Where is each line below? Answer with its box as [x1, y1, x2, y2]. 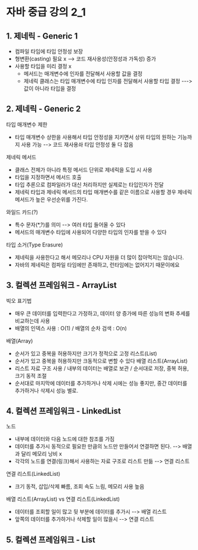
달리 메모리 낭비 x [21, 450, 62, 457]
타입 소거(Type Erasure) [6, 241, 63, 248]
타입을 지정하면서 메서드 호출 [14, 173, 82, 181]
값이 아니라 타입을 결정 [23, 85, 76, 92]
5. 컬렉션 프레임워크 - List [6, 535, 96, 545]
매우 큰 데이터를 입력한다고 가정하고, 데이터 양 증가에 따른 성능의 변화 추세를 [14, 309, 191, 317]
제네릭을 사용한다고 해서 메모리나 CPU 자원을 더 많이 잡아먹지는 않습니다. [14, 254, 184, 261]
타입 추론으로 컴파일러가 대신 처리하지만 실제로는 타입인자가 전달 [14, 181, 164, 188]
